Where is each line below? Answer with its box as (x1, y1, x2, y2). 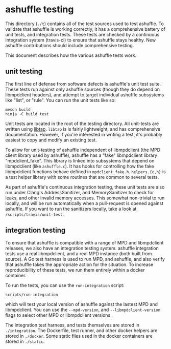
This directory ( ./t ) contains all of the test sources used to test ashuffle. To (5, 20, 164, 27)
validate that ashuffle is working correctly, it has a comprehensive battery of (5, 26, 166, 32)
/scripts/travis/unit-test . (5, 211, 64, 217)
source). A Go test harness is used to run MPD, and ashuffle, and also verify (5, 256, 165, 262)
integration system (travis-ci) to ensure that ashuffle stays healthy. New (5, 37, 156, 43)
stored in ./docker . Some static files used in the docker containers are (5, 333, 153, 339)
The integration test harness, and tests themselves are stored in (5, 322, 139, 328)
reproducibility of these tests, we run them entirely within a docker (5, 266, 145, 273)
